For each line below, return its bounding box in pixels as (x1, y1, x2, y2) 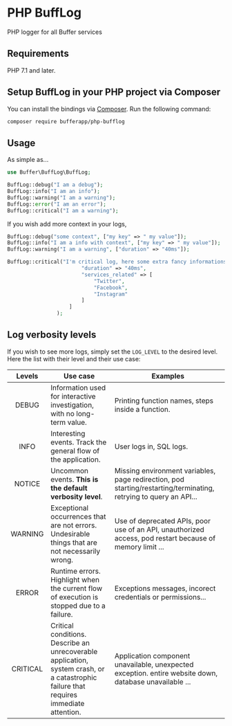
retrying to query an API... (114, 491, 198, 501)
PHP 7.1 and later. (7, 66, 56, 74)
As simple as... (7, 156, 49, 164)
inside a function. (114, 404, 171, 414)
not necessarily (50, 546, 101, 556)
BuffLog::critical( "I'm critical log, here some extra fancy (7, 258, 187, 266)
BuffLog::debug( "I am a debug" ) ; (7, 181, 104, 188)
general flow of (50, 446, 100, 455)
